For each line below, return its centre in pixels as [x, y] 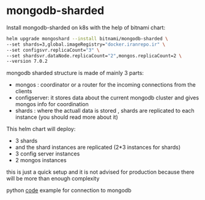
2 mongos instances [41, 160]
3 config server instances [47, 154]
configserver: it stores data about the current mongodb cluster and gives [107, 98]
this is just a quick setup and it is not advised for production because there [100, 172]
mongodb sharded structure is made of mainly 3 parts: [75, 73]
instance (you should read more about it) [66, 117]
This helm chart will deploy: [41, 129]
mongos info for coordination [52, 104]
